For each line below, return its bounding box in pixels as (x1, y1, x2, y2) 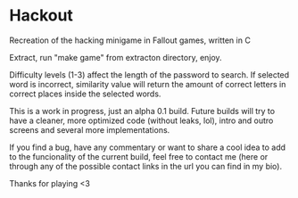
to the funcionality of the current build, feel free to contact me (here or (9, 151, 269, 161)
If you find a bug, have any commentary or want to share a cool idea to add (9, 142, 286, 153)
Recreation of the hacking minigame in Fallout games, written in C (9, 35, 252, 45)
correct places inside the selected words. (9, 88, 161, 99)
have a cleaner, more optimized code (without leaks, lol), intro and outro (9, 115, 274, 126)
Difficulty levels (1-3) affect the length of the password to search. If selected (9, 69, 290, 80)
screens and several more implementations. (9, 124, 170, 135)
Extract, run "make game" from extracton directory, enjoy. (9, 52, 222, 62)
